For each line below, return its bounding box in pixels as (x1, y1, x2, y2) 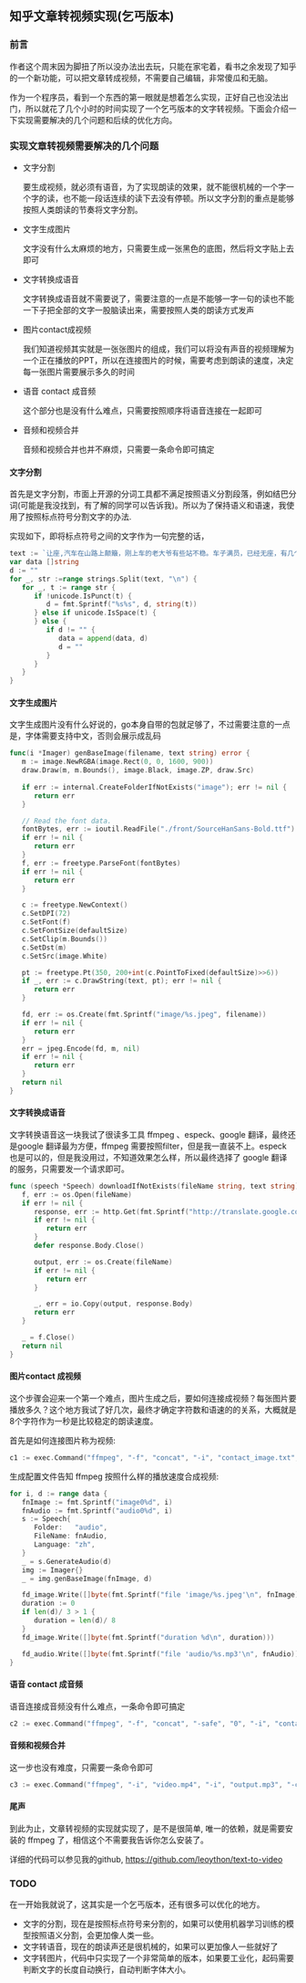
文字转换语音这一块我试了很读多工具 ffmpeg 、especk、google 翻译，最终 (9, 1128, 289, 1139)
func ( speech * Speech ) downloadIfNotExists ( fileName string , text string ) (9, 1181, 300, 1191)
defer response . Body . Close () (33, 1241, 145, 1251)
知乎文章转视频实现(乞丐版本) (9, 8, 175, 25)
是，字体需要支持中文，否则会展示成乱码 (9, 730, 161, 741)
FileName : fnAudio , (33, 1532, 107, 1541)
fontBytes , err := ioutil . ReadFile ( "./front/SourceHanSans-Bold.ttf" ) (21, 824, 296, 834)
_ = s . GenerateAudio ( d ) (21, 1557, 112, 1566)
